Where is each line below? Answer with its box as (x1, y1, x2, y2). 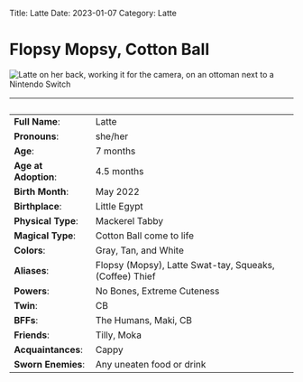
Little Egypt (95, 200, 144, 212)
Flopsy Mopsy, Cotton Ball (9, 40, 210, 60)
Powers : (14, 284, 50, 297)
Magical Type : (14, 229, 77, 242)
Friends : (14, 329, 50, 341)
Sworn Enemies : (14, 358, 86, 370)
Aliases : (14, 264, 50, 276)
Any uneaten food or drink (95, 358, 207, 370)
